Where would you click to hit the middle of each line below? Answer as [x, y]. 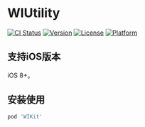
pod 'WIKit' [25, 116]
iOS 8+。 [21, 75]
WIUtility [34, 13]
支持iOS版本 [34, 57]
